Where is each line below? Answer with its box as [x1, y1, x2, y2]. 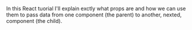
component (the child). [6, 18, 63, 24]
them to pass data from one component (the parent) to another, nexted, [6, 11, 182, 18]
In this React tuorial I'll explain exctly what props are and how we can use [6, 5, 186, 12]
